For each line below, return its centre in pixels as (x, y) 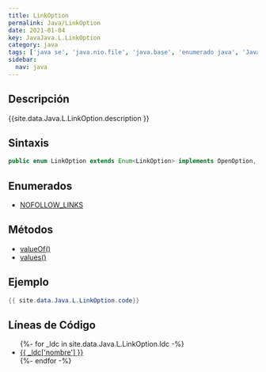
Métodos (31, 230)
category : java (33, 45)
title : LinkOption (38, 15)
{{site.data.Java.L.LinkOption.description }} (79, 118)
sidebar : (23, 60)
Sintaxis (29, 143)
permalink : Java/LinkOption (55, 23)
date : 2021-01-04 (37, 30)
